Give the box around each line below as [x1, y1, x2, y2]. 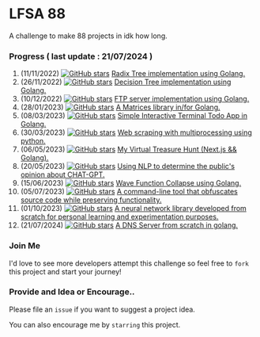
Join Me [9, 240, 41, 251]
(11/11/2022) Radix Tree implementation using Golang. [20, 69, 246, 79]
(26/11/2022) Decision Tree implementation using [20, 77, 232, 87]
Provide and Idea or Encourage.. [9, 286, 135, 297]
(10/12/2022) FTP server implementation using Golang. [20, 94, 250, 104]
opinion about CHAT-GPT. [20, 170, 105, 179]
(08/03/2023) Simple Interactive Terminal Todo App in [20, 111, 248, 121]
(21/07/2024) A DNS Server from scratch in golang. [20, 220, 239, 230]
